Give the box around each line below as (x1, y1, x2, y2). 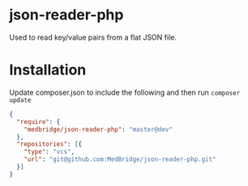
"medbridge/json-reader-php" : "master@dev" (24, 125, 173, 133)
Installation (9, 61, 87, 79)
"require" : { (16, 117, 61, 126)
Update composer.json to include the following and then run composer (9, 87, 241, 97)
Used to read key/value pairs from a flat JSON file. (9, 32, 177, 42)
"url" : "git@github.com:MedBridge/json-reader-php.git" (24, 155, 217, 163)
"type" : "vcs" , (24, 148, 75, 156)
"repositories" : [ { (16, 140, 83, 149)
